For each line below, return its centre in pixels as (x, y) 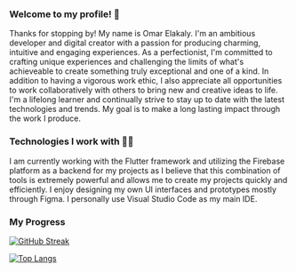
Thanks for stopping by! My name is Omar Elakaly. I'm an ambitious (132, 34)
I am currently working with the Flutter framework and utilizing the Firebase (147, 161)
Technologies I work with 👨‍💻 (72, 141)
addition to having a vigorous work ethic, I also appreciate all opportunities (146, 81)
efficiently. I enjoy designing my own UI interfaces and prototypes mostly (143, 189)
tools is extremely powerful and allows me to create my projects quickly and (148, 180)
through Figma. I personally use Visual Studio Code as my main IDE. (133, 198)
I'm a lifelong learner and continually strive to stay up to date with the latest (147, 100)
